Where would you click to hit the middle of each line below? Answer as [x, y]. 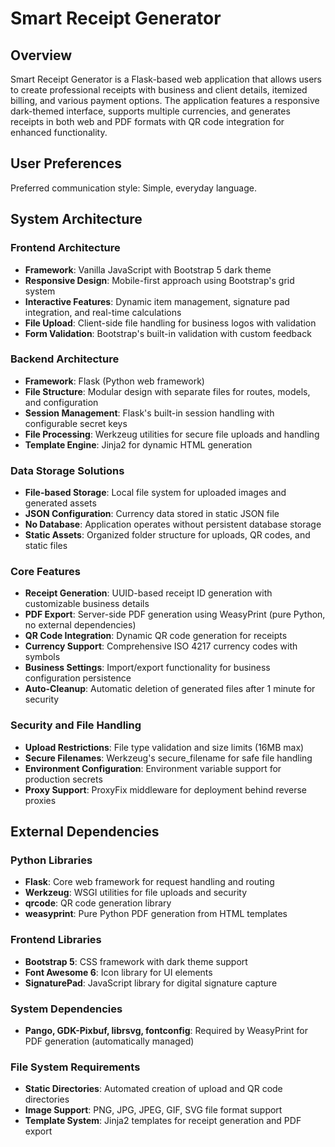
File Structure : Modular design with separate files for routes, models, [167, 391]
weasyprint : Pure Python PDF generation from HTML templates [156, 914]
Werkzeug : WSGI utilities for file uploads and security [135, 893]
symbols [42, 657]
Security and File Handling [76, 725]
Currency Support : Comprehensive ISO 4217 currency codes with [161, 646]
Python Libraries [51, 860]
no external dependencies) [80, 625]
